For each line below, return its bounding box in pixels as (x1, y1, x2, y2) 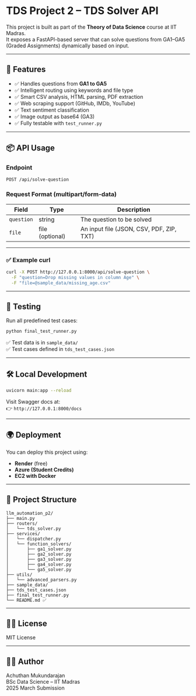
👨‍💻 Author (6, 656, 44, 666)
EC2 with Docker (14, 472, 57, 479)
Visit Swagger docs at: (6, 398, 60, 405)
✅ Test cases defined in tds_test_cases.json (6, 346, 115, 353)
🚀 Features (6, 64, 46, 74)
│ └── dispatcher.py (6, 536, 61, 542)
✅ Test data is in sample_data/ (6, 339, 78, 346)
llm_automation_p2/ (6, 510, 54, 516)
